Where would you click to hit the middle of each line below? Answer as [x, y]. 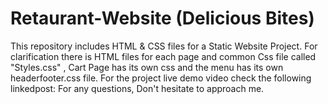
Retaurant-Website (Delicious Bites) [162, 18]
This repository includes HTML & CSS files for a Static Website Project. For [164, 46]
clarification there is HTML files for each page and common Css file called [163, 56]
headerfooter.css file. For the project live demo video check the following [161, 78]
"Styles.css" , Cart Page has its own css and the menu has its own [147, 67]
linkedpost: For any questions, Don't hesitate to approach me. [137, 88]
